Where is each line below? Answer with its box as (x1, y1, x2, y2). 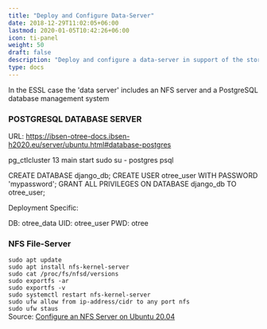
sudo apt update (8, 256, 62, 265)
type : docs (8, 64, 44, 72)
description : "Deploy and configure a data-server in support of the (8, 56, 244, 64)
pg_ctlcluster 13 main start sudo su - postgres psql (8, 156, 174, 165)
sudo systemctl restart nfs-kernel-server (8, 291, 151, 299)
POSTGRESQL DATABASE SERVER (8, 113, 142, 124)
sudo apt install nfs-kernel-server (8, 263, 130, 271)
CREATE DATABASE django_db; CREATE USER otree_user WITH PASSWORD (8, 171, 258, 180)
